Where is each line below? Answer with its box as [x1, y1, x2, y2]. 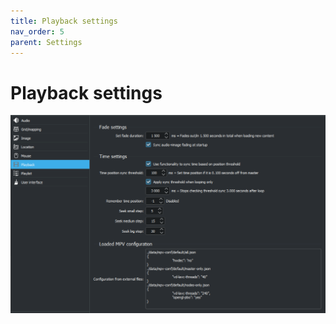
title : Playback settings [10, 16, 118, 26]
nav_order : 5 [10, 26, 65, 37]
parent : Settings [10, 37, 83, 47]
